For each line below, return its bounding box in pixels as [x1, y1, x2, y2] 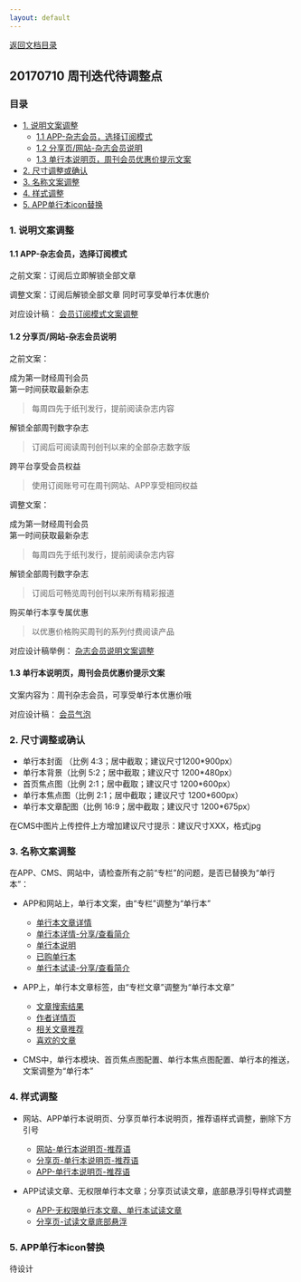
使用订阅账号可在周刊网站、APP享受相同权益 [31, 479, 199, 490]
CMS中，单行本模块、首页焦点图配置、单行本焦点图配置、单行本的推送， [22, 1055, 295, 1065]
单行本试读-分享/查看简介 [35, 962, 131, 974]
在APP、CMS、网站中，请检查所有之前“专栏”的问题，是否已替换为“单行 [9, 867, 276, 879]
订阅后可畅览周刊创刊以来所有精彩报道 [31, 587, 174, 598]
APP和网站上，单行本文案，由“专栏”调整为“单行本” [22, 898, 212, 909]
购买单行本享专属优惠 [9, 606, 89, 617]
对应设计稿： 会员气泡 [9, 708, 91, 719]
